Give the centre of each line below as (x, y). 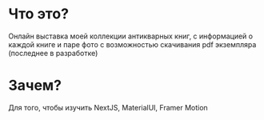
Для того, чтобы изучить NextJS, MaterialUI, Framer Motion (108, 107)
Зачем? (35, 86)
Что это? (39, 14)
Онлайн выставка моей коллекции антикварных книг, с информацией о (131, 36)
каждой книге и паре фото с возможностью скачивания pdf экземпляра (132, 44)
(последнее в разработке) (53, 53)
